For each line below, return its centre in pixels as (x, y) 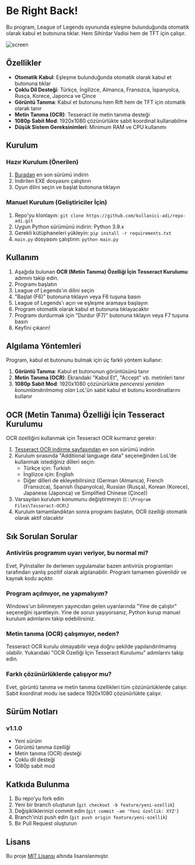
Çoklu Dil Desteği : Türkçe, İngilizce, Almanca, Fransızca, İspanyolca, (97, 90)
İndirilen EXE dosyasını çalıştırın (53, 181)
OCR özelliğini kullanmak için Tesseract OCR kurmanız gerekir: (81, 438)
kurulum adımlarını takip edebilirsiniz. (51, 619)
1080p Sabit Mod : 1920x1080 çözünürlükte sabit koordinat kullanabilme (101, 121)
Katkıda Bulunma (38, 784)
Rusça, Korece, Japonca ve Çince (55, 96)
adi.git (24, 221)
